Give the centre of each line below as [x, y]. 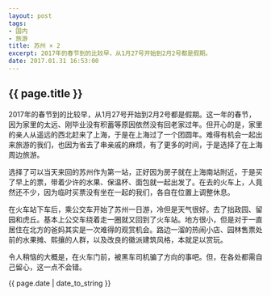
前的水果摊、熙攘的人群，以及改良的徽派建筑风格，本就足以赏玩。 [118, 239]
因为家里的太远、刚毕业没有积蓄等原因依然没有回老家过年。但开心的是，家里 [135, 124]
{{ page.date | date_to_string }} [60, 283]
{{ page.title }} [46, 94]
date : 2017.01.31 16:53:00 [54, 61]
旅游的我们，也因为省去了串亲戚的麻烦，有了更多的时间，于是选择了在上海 [139, 144]
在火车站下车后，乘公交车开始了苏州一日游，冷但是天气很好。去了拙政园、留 [135, 209]
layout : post [30, 16]
